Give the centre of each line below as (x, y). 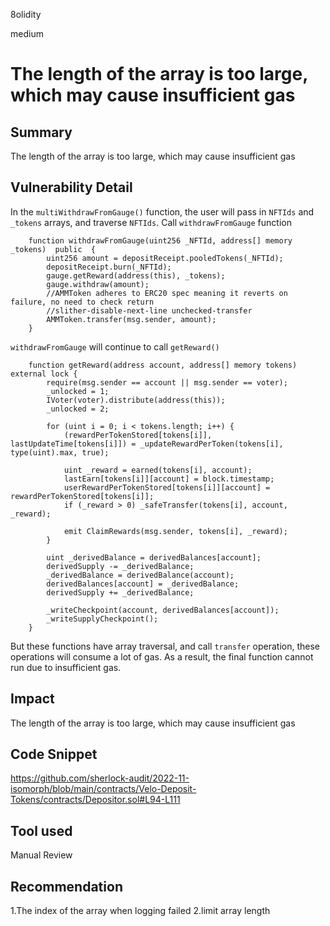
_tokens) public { (53, 249)
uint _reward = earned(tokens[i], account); (158, 470)
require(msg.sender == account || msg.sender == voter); (167, 382)
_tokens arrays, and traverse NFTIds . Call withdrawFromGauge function (151, 222)
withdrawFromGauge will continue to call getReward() (115, 346)
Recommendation (66, 886)
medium (27, 33)
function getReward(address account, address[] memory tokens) (163, 365)
